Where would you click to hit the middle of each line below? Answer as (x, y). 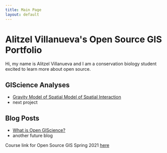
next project (25, 102)
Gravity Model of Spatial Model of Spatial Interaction (67, 97)
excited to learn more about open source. (48, 69)
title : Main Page (23, 10)
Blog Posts (22, 118)
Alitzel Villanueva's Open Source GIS (84, 39)
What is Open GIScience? (39, 130)
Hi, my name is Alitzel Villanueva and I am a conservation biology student (81, 64)
